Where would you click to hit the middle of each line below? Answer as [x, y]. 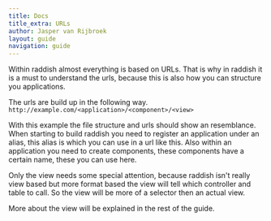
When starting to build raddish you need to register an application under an [134, 134]
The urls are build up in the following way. [78, 102]
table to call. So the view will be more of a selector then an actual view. [127, 193]
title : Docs [28, 16]
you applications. [37, 87]
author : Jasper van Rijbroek [58, 31]
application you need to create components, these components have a [127, 151]
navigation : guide [39, 46]
